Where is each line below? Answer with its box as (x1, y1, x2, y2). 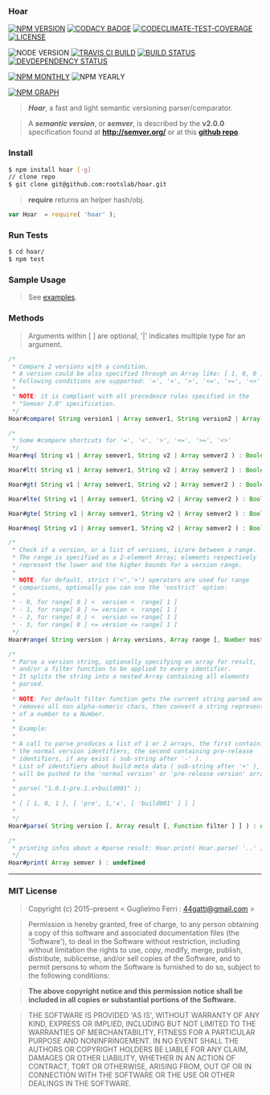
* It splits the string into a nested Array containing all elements (11, 672, 250, 680)
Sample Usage (8, 275, 67, 286)
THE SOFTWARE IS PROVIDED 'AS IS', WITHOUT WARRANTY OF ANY (27, 1010, 260, 1019)
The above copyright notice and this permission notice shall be (27, 986, 243, 995)
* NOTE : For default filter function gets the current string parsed (11, 695, 250, 703)
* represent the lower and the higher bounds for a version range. (11, 561, 243, 570)
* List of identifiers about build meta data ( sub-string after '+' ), (11, 762, 261, 770)
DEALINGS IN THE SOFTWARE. (27, 1078, 132, 1088)
